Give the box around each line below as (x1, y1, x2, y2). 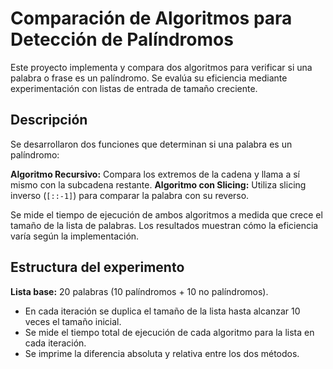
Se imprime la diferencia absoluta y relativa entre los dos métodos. (24, 347, 300, 359)
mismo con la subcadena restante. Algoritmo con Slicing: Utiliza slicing (10, 178, 307, 191)
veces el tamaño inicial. (24, 315, 122, 327)
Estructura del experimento (10, 259, 185, 276)
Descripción (10, 112, 88, 129)
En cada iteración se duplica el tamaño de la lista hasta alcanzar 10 (24, 305, 301, 317)
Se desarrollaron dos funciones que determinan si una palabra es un (10, 138, 293, 150)
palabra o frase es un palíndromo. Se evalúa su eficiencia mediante (10, 72, 288, 84)
